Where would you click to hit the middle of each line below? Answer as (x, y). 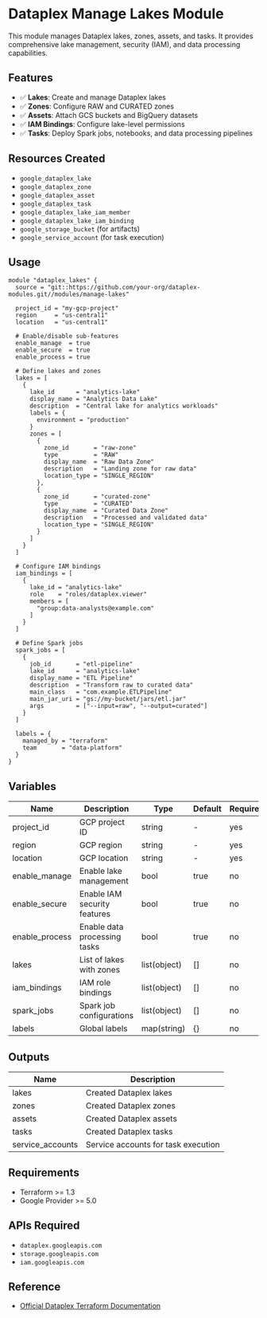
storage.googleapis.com (59, 1254)
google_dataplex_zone (55, 187)
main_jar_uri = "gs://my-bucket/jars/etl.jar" (108, 699)
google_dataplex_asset (57, 195)
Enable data (101, 927)
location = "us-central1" (62, 323)
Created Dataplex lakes (129, 1093)
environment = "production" (83, 420)
